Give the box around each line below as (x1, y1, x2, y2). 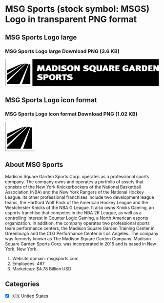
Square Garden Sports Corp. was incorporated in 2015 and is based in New (5, 241, 156, 246)
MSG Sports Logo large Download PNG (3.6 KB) (5, 48, 120, 55)
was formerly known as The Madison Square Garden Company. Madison (5, 235, 151, 242)
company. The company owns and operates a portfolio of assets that (5, 179, 144, 185)
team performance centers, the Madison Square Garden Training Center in (5, 225, 155, 231)
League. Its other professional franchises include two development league (5, 194, 155, 200)
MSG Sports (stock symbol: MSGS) (5, 3, 150, 15)
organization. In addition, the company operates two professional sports (5, 220, 150, 226)
